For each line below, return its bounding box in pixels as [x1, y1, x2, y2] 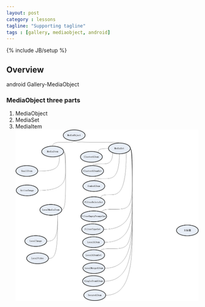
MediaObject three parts [6, 95, 81, 104]
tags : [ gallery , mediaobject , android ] [6, 29, 111, 35]
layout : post [6, 10, 40, 16]
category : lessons [6, 16, 56, 23]
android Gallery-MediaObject [6, 81, 79, 88]
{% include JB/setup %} [6, 46, 67, 54]
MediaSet [15, 116, 40, 124]
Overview [6, 64, 45, 75]
